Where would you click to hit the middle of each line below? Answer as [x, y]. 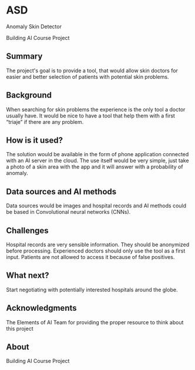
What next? [28, 276]
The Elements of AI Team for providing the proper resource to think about [95, 322]
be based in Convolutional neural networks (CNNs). [68, 212]
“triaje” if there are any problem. [45, 122]
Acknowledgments [42, 308]
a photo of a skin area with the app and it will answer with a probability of [95, 167]
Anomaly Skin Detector [34, 26]
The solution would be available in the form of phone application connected [97, 154]
